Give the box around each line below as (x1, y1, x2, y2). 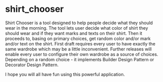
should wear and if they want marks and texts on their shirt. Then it (5, 30, 143, 36)
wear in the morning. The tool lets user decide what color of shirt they (5, 25, 148, 31)
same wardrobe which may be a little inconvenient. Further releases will (5, 46, 152, 52)
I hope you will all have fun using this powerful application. (5, 71, 125, 77)
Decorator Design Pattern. (5, 62, 59, 68)
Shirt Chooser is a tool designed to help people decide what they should (5, 20, 153, 26)
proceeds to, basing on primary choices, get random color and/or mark (5, 36, 151, 41)
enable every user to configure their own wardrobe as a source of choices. (5, 51, 159, 57)
